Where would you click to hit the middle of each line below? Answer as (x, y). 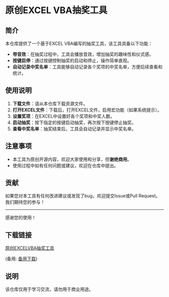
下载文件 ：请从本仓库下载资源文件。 (50, 103)
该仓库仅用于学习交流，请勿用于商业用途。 (49, 289)
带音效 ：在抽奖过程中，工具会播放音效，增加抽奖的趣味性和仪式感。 (83, 54)
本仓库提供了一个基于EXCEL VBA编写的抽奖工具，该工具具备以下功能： (79, 44)
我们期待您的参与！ (25, 202)
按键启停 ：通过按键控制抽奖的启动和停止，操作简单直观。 (72, 60)
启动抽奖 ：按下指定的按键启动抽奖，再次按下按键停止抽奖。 (74, 122)
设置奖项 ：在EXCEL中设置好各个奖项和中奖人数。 (63, 116)
